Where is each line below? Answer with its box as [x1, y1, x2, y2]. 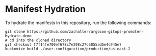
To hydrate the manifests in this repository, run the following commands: [5, 20, 152, 26]
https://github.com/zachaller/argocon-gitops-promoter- [26, 29, 144, 34]
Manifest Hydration [5, 3, 86, 15]
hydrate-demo [5, 33, 32, 38]
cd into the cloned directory [9, 38, 71, 43]
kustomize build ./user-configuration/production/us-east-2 [5, 46, 131, 51]
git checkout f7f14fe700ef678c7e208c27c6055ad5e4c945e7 [5, 42, 122, 47]
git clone [5, 29, 26, 34]
